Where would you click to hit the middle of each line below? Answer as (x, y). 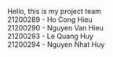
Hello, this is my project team (54, 11)
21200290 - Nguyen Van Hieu (55, 28)
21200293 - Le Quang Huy (50, 36)
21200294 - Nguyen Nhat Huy (56, 45)
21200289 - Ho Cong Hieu (50, 20)
